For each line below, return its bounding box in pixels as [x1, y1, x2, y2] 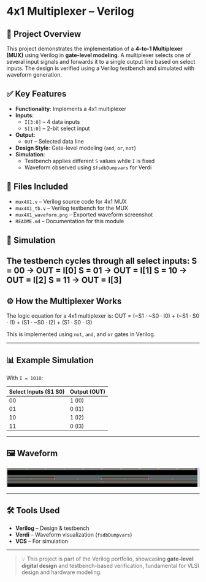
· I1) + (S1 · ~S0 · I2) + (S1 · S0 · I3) [6, 319, 93, 326]
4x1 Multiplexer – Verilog [6, 4, 135, 18]
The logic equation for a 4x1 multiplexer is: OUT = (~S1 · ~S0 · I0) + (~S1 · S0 [6, 312, 200, 320]
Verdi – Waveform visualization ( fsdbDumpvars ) [15, 531, 132, 538]
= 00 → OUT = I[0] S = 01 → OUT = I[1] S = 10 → [6, 266, 188, 276]
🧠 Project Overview [6, 29, 82, 39]
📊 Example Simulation [6, 354, 94, 366]
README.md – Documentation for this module [15, 217, 124, 224]
